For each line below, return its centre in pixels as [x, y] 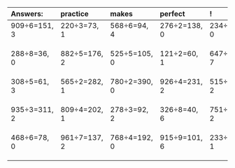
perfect [172, 14]
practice [74, 14]
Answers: [27, 14]
